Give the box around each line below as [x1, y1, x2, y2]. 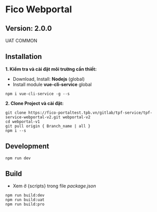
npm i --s [5, 128, 27, 133]
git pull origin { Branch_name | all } [5, 123, 91, 129]
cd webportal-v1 [5, 119, 40, 124]
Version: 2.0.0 [5, 24, 52, 33]
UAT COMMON [5, 37, 37, 44]
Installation [5, 52, 42, 61]
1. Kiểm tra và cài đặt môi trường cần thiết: [5, 66, 97, 72]
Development [5, 142, 50, 151]
